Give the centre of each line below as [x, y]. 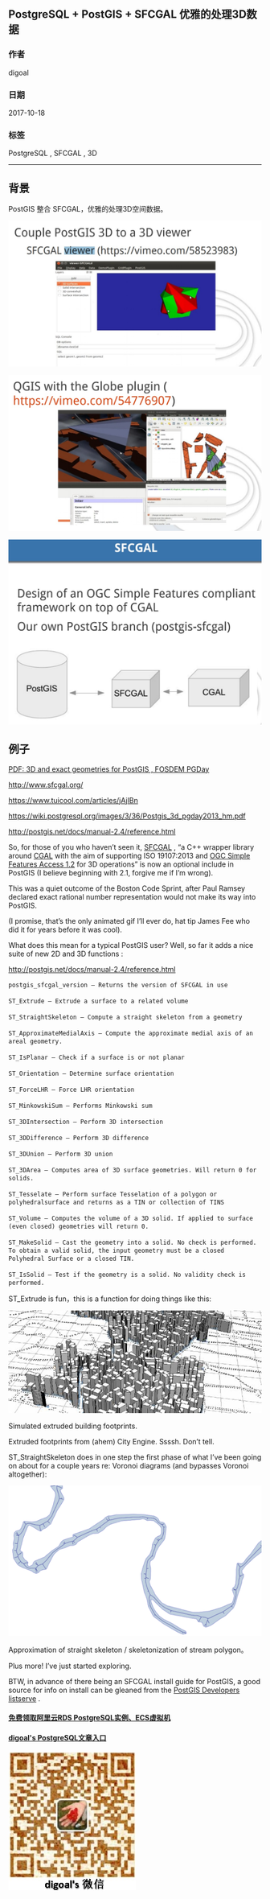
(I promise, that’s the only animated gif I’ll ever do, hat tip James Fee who [129, 921]
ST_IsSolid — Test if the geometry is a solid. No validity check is [127, 1275]
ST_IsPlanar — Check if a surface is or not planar [96, 1057]
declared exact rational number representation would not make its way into [132, 896]
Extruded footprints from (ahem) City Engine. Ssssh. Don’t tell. [111, 1442]
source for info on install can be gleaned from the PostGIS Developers [124, 1690]
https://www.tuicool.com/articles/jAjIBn [73, 800]
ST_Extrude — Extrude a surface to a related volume [98, 1001]
